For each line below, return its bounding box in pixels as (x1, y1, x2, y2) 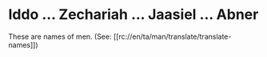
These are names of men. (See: (8, 32, 112, 41)
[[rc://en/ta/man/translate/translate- (113, 32, 232, 41)
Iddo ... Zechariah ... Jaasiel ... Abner (8, 6, 259, 24)
